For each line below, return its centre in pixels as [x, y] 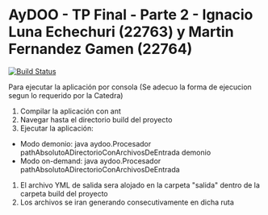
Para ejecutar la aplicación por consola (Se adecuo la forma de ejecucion [130, 87]
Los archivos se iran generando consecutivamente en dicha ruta [127, 202]
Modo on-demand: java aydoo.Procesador [90, 161]
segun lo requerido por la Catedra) [66, 95]
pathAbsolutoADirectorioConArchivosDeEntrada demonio [115, 152]
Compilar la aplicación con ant [70, 111]
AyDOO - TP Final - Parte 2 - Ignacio [131, 15]
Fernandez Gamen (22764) [100, 49]
